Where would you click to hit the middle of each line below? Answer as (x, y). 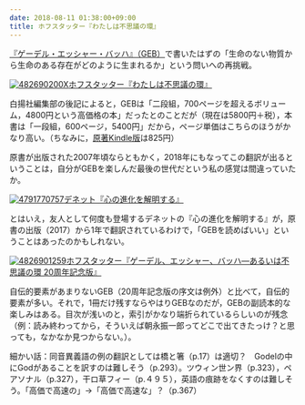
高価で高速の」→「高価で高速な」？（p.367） (115, 390)
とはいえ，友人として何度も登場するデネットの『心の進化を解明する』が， (149, 218)
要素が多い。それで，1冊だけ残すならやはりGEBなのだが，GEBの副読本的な (150, 302)
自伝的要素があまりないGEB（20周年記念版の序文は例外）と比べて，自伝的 (149, 291)
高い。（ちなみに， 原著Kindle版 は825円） (102, 137)
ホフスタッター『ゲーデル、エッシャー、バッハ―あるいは (174, 260)
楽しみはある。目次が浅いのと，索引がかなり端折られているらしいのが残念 (149, 314)
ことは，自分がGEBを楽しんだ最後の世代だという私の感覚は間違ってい (157, 168)
